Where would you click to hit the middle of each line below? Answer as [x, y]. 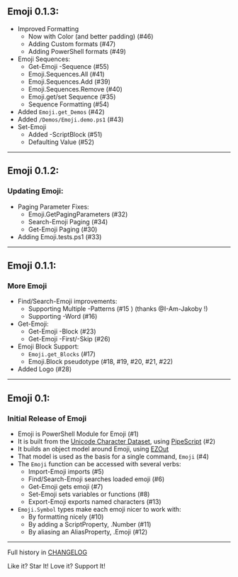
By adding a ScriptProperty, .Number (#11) [90, 524]
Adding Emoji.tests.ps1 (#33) [59, 236]
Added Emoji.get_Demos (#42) [61, 111]
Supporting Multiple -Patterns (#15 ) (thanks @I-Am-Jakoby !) [118, 309]
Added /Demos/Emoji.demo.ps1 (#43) [70, 119]
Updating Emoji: [35, 191]
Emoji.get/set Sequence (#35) [72, 97]
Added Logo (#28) [45, 369]
